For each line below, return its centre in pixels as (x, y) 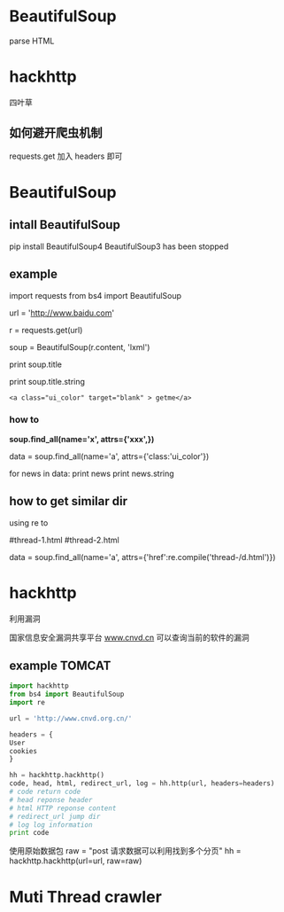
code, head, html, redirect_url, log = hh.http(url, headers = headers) (142, 783)
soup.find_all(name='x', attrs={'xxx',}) (82, 439)
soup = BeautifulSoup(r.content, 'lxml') (80, 347)
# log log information (51, 825)
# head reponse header (51, 799)
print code (29, 833)
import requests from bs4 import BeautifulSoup (96, 295)
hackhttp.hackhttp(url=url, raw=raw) (76, 861)
